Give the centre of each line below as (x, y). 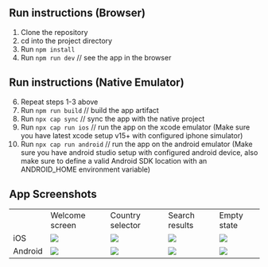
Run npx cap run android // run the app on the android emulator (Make (136, 144)
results (181, 226)
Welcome (68, 215)
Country (126, 215)
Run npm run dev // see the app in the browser (96, 57)
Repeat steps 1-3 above (59, 102)
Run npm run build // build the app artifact (90, 110)
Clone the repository (54, 32)
